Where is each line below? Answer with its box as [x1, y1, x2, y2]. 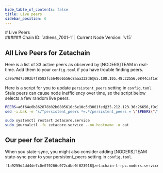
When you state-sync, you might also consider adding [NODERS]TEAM [5, 149, 147, 155]
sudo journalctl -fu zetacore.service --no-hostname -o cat [5, 122, 130, 127]
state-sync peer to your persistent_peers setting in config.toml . [5, 154, 133, 160]
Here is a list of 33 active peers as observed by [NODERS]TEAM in [5, 62, 138, 68]
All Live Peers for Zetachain [5, 49, 91, 57]
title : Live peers [5, 12, 42, 17]
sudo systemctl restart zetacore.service [5, 118, 90, 123]
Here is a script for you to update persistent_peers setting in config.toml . [5, 85, 153, 91]
